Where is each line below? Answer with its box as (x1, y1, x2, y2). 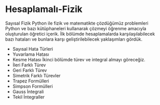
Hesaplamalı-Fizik (5, 4, 83, 15)
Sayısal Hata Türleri (12, 46, 53, 52)
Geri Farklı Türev (12, 67, 47, 73)
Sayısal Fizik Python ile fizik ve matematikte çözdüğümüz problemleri (5, 20, 148, 26)
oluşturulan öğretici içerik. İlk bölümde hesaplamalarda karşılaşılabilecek (5, 31, 155, 37)
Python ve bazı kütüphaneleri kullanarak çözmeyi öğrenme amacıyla (5, 25, 147, 31)
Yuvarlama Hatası (12, 51, 49, 57)
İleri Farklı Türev (12, 62, 46, 68)
